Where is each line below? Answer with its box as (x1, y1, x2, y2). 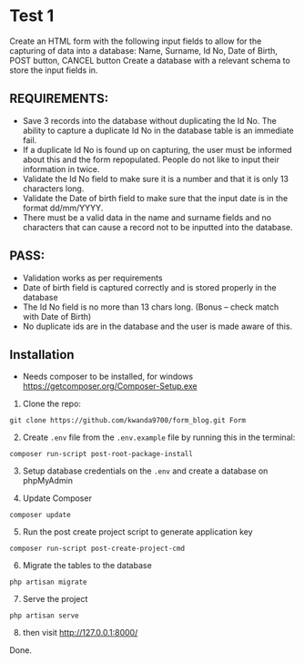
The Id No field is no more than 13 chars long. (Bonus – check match (22, 301, 279, 312)
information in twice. (22, 163, 100, 174)
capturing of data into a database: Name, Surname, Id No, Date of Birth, (9, 45, 278, 56)
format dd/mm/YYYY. (22, 202, 104, 213)
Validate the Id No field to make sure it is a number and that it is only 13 (22, 173, 289, 184)
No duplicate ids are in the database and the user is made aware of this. (22, 321, 293, 331)
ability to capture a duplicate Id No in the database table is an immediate (22, 125, 294, 136)
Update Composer (22, 493, 93, 504)
